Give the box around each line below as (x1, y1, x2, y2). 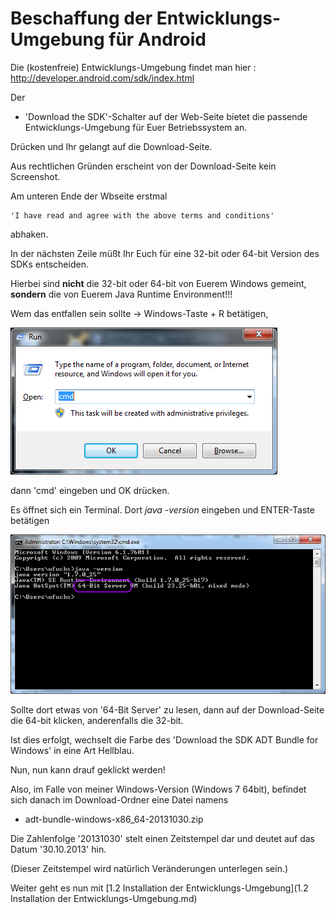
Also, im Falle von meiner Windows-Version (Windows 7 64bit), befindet (10, 783, 307, 795)
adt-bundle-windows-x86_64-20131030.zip (24, 813, 204, 825)
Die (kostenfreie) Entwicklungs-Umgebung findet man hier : (10, 61, 257, 73)
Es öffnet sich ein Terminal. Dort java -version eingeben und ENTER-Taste (10, 503, 315, 516)
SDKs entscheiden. (10, 258, 89, 270)
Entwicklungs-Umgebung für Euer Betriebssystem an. (24, 121, 248, 133)
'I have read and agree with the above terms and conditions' (10, 210, 275, 221)
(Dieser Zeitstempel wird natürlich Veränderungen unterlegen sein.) (10, 862, 289, 874)
